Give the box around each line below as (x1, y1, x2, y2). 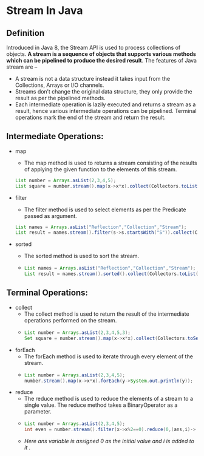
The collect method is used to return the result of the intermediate (24, 310, 189, 318)
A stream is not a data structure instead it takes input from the (15, 75, 171, 82)
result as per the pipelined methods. (15, 95, 106, 101)
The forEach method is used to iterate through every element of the (24, 353, 193, 360)
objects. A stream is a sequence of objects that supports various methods (6, 50, 196, 58)
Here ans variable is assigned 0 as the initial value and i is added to (24, 438, 194, 445)
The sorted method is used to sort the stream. (24, 253, 140, 260)
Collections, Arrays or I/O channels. (15, 81, 104, 89)
